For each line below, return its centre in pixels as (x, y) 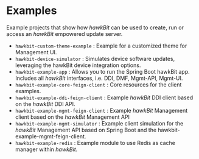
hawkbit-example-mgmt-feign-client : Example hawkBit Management (101, 110)
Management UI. (36, 52)
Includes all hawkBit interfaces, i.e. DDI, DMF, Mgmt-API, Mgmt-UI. (99, 78)
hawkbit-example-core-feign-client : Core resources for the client (98, 84)
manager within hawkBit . (46, 149)
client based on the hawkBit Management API (72, 117)
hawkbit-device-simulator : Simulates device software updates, (95, 58)
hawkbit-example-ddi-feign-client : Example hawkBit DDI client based (104, 97)
